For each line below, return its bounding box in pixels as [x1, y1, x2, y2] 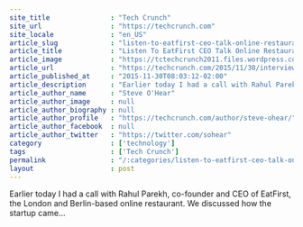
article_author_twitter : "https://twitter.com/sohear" [9, 131, 232, 140]
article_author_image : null [9, 96, 135, 106]
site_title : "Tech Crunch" [9, 13, 171, 23]
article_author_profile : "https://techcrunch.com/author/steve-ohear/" [9, 113, 297, 123]
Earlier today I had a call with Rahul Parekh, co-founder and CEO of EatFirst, [9, 188, 291, 199]
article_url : [9, 64, 115, 73]
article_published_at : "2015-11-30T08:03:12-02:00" [9, 72, 228, 81]
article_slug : [9, 38, 115, 48]
